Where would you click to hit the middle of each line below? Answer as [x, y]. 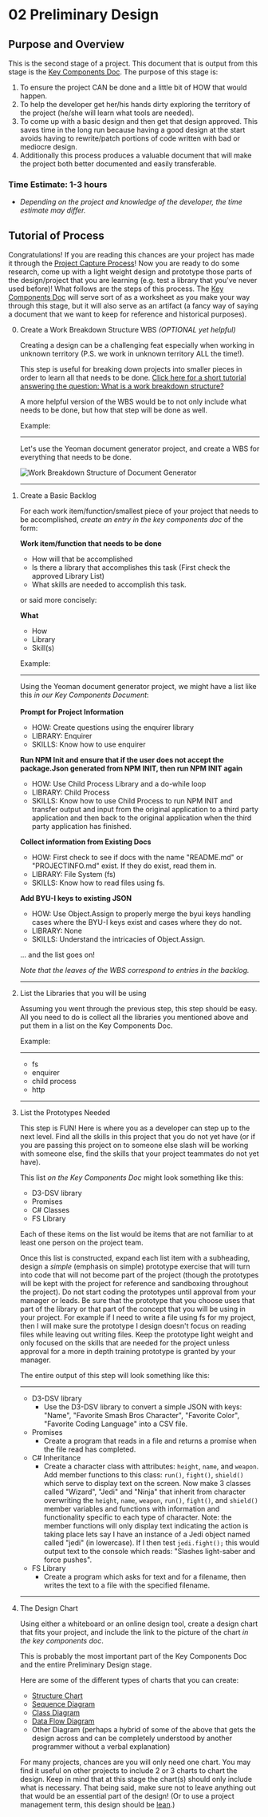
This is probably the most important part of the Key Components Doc [133, 1656]
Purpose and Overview [67, 44]
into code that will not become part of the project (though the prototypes [139, 1275]
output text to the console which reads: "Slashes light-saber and [150, 1552]
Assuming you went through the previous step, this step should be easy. [138, 1009]
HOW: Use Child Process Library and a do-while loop [119, 784]
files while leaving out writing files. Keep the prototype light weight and [136, 1335]
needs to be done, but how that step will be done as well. [113, 410]
